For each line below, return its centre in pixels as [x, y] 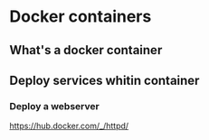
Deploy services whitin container [104, 80]
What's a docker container [86, 50]
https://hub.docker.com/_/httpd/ [69, 126]
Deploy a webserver [54, 106]
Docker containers [81, 17]
